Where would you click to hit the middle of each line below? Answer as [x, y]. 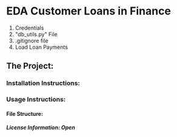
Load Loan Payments [42, 47]
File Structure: [25, 113]
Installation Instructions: [43, 83]
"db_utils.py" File [36, 34]
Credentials [29, 28]
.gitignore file [32, 40]
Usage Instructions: [36, 100]
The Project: [30, 66]
